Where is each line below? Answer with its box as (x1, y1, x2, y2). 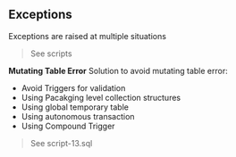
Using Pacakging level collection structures (21, 92, 181, 103)
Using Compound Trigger (21, 120, 115, 131)
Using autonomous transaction (21, 111, 135, 121)
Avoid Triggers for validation (21, 82, 126, 93)
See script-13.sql (29, 137, 93, 148)
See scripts (29, 48, 72, 59)
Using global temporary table (21, 102, 129, 112)
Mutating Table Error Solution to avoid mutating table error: (8, 65, 229, 76)
